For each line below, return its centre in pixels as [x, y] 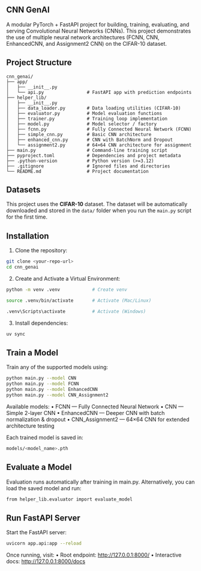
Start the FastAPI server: [37, 532]
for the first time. [27, 217]
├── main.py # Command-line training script [87, 150]
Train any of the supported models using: [57, 367]
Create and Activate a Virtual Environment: [67, 279]
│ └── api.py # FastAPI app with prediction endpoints [99, 92]
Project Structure [39, 63]
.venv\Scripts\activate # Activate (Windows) [76, 311]
